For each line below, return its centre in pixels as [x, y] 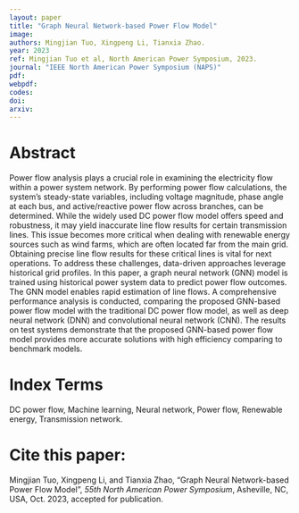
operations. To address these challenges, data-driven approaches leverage [148, 264]
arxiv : [21, 109]
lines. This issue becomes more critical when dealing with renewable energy [149, 235]
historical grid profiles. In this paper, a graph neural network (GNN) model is [149, 273]
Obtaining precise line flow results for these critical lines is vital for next [141, 254]
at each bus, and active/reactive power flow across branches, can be [137, 206]
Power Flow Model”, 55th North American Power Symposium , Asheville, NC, [149, 490]
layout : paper [36, 17]
